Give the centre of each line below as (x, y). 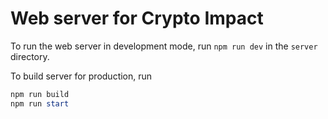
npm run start (40, 103)
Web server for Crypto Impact (137, 18)
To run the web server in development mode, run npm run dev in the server (164, 46)
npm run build (40, 94)
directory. (30, 56)
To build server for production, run (81, 76)
